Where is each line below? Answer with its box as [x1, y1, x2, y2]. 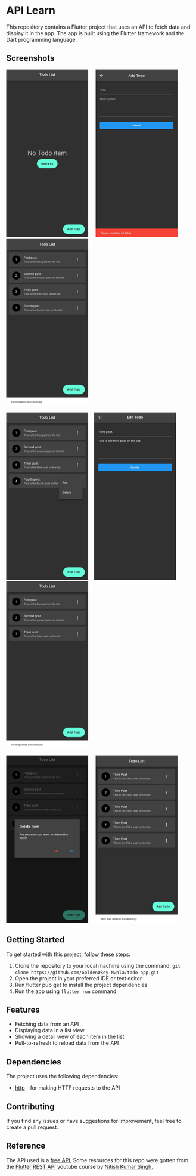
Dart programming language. [6, 36, 77, 43]
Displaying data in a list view [14, 1027, 85, 1034]
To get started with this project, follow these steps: [6, 951, 131, 958]
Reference [6, 1141, 46, 1151]
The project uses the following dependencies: [6, 1073, 119, 1080]
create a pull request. [6, 1124, 58, 1131]
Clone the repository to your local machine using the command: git [14, 962, 181, 969]
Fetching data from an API [14, 1020, 79, 1028]
